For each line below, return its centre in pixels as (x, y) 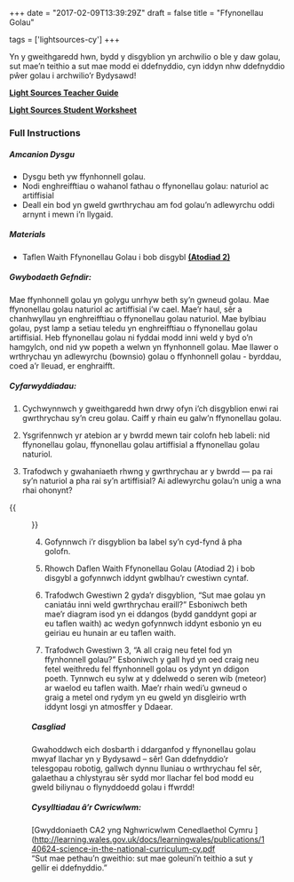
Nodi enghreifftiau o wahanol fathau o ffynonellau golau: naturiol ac (145, 186)
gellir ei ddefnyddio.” (70, 867)
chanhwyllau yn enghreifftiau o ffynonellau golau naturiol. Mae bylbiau (138, 318)
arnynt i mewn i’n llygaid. (68, 214)
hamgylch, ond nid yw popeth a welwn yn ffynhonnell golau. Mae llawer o (144, 346)
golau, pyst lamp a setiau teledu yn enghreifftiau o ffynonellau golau (133, 328)
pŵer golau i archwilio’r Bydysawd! (73, 75)
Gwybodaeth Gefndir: (50, 277)
